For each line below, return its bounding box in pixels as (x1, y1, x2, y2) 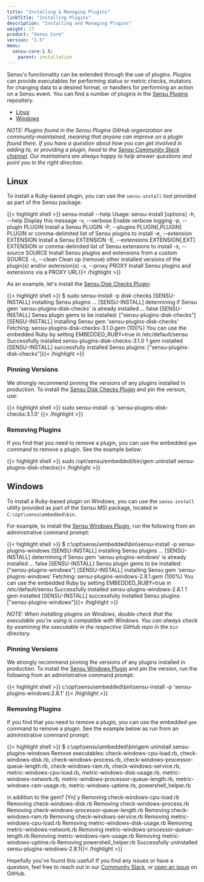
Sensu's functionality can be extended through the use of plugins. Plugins (7, 70, 191, 78)
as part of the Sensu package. (7, 198, 82, 206)
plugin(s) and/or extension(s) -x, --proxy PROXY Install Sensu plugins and (7, 262, 191, 270)
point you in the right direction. (7, 158, 84, 166)
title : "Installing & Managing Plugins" (7, 8, 111, 15)
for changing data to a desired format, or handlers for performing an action (7, 83, 194, 91)
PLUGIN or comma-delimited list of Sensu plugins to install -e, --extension (7, 230, 192, 237)
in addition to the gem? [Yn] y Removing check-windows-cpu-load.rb (7, 793, 180, 801)
